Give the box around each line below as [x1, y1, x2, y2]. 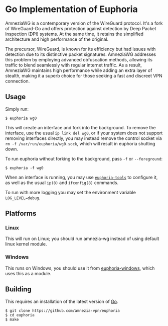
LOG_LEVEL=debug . [5, 195, 41, 201]
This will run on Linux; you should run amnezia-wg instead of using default [5, 235, 159, 242]
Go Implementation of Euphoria [5, 4, 138, 15]
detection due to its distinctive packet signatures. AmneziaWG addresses [5, 51, 156, 57]
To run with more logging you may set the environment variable [5, 189, 136, 195]
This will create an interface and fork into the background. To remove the [5, 124, 156, 130]
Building [5, 285, 32, 294]
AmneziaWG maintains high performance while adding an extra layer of [5, 67, 152, 73]
